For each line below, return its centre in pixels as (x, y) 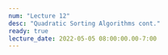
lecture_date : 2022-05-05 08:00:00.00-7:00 (83, 38)
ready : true (28, 31)
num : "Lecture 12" (39, 16)
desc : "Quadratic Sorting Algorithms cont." (84, 23)
